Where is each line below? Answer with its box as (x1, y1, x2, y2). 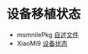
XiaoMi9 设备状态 (16, 39, 68, 47)
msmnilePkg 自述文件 (16, 30, 79, 39)
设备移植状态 (6, 6, 82, 22)
